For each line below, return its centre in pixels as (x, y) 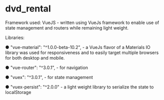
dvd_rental (28, 9)
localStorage (18, 92)
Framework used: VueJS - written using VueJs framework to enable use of (82, 22)
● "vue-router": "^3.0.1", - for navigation (47, 67)
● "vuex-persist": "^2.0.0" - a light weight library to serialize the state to (79, 87)
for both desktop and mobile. (35, 57)
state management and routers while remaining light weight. (67, 27)
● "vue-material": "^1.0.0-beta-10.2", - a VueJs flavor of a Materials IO (78, 47)
